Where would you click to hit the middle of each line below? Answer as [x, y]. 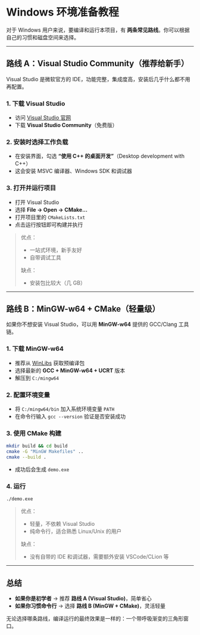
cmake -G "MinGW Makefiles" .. [45, 452]
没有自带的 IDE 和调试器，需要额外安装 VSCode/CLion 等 [99, 557]
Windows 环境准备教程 [62, 12]
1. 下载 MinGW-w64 [35, 349]
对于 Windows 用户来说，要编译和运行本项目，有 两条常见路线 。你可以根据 [98, 30]
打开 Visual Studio [37, 202]
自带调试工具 [45, 257]
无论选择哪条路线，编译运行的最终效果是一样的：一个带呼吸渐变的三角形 [95, 618]
